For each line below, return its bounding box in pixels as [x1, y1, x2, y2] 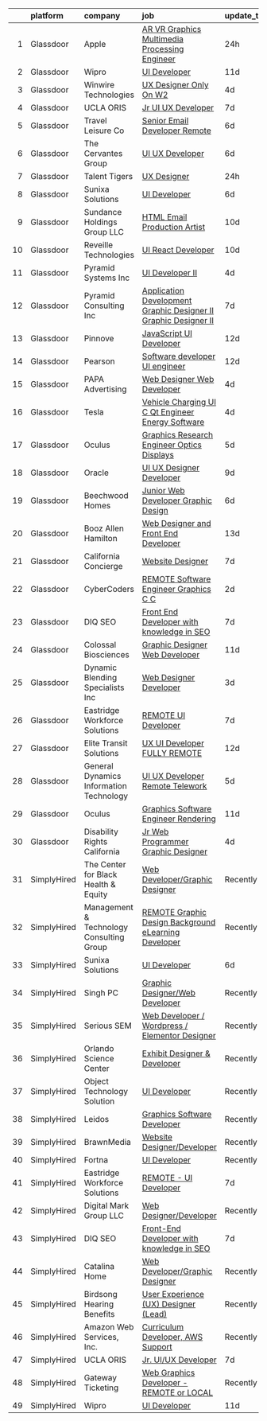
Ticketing [83, 1382, 119, 1393]
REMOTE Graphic [141, 907, 207, 917]
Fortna [83, 1154, 109, 1165]
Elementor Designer [141, 1030, 216, 1041]
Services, [83, 1332, 119, 1342]
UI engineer [141, 361, 186, 372]
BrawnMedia [83, 1137, 131, 1147]
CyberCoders [83, 584, 135, 594]
